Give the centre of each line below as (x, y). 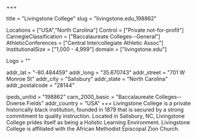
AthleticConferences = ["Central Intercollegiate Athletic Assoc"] (85, 43)
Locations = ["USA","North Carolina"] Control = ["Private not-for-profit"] (95, 30)
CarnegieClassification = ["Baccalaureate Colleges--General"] (83, 36)
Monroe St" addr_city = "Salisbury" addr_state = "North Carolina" (87, 79)
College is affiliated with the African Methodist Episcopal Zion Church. (93, 129)
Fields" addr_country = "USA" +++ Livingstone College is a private (109, 103)
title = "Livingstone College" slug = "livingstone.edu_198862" (82, 18)
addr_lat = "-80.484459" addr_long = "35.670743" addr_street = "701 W (95, 72)
